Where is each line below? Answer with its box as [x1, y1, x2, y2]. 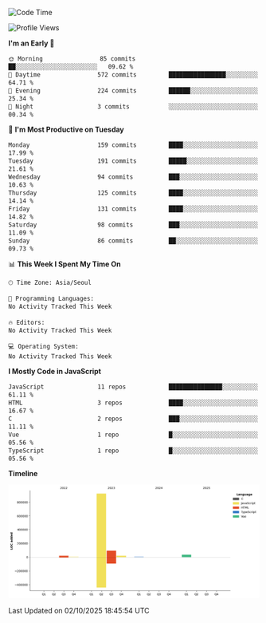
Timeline [8, 469, 38, 478]
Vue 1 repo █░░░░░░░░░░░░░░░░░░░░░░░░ [8, 431, 259, 439]
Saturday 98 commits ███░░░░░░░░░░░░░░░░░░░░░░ [8, 221, 259, 229]
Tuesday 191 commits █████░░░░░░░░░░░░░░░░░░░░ [8, 157, 259, 165]
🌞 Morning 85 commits [8, 55, 136, 63]
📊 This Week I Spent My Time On [8, 259, 121, 269]
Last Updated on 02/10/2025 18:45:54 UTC [8, 605, 150, 615]
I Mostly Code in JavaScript [8, 367, 102, 376]
